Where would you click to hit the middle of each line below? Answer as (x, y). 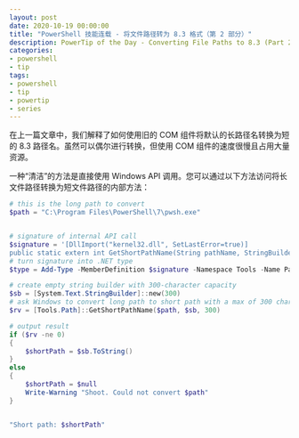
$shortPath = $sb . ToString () (79, 351)
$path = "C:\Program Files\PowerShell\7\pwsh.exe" (105, 213)
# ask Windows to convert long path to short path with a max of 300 (141, 302)
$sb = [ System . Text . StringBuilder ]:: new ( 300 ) (95, 294)
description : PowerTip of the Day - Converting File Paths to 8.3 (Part (147, 42)
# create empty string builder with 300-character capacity (123, 286)
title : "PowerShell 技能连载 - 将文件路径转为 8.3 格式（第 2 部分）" (130, 34)
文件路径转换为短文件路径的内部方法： (79, 187)
